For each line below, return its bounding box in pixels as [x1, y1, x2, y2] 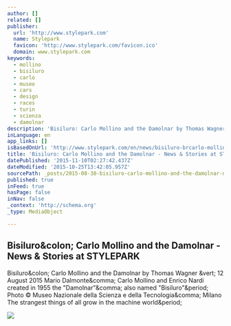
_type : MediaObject [7, 208, 63, 215]
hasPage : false [7, 189, 51, 196]
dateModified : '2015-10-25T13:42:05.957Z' [7, 163, 131, 171]
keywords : [7, 55, 36, 62]
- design [13, 94, 38, 100]
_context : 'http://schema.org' [7, 202, 97, 209]
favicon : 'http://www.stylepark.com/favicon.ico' [13, 42, 158, 49]
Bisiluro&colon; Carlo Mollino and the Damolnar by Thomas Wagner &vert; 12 [7, 269, 224, 277]
